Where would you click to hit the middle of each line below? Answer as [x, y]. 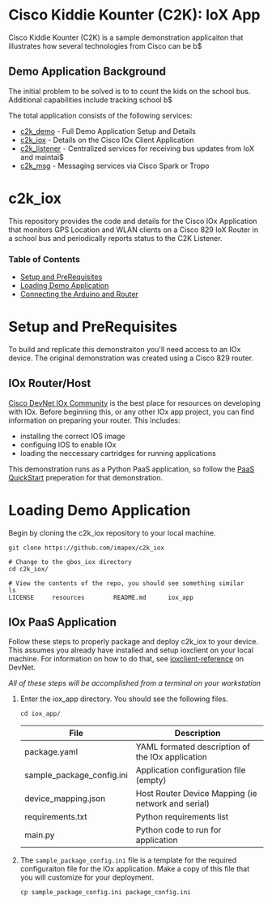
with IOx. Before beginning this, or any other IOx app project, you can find [132, 411]
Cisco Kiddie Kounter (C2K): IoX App [134, 15]
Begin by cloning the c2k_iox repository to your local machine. [112, 532]
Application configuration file [191, 770]
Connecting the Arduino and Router [79, 294]
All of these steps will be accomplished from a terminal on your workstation [135, 683]
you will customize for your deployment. [87, 877]
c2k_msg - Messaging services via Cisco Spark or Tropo [115, 166]
